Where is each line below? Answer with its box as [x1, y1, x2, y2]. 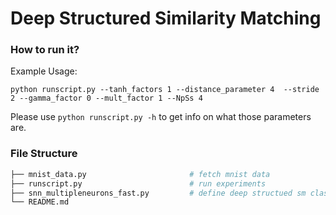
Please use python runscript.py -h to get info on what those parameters [10, 111, 312, 123]
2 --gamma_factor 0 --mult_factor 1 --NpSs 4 [10, 93, 203, 104]
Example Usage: [10, 65, 78, 77]
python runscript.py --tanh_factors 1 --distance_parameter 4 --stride [10, 85, 320, 95]
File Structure [10, 147, 78, 161]
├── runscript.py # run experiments [10, 178, 267, 189]
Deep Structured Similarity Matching [10, 7, 322, 30]
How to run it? [10, 43, 80, 57]
